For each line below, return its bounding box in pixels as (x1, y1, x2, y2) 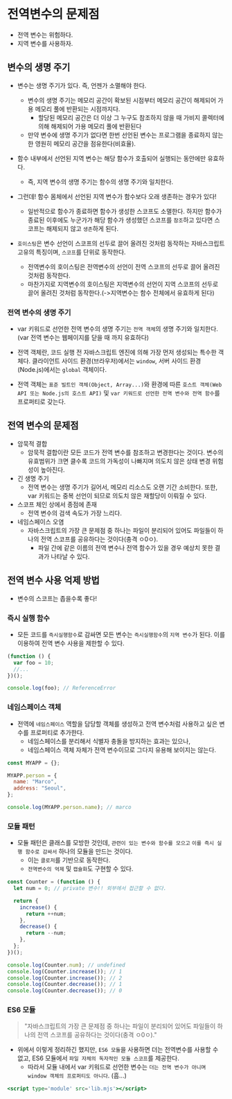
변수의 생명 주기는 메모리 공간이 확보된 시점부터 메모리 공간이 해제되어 (27, 96, 217, 104)
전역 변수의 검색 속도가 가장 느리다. (27, 509, 123, 517)
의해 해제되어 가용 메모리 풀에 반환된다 (37, 122, 142, 130)
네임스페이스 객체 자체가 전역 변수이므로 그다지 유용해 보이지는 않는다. (27, 745, 217, 753)
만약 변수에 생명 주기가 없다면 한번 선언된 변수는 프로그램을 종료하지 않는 (27, 130, 224, 139)
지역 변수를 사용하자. (17, 39, 73, 47)
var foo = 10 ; (13, 659, 54, 666)
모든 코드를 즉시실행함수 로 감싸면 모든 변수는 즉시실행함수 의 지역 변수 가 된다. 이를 (17, 630, 226, 638)
